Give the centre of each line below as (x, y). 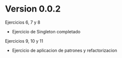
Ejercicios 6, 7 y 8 (23, 22)
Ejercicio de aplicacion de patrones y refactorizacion (64, 50)
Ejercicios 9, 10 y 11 (24, 41)
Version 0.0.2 (33, 9)
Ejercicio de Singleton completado (46, 31)
